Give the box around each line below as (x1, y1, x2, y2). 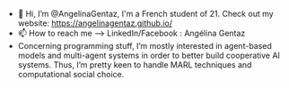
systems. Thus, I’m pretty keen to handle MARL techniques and (17, 60, 252, 70)
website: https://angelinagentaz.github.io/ (17, 18, 173, 28)
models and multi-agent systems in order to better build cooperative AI (17, 50, 281, 60)
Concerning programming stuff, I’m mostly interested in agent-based (17, 41, 272, 51)
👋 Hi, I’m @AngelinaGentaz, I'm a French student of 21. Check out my (17, 9, 274, 19)
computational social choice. (17, 69, 125, 79)
